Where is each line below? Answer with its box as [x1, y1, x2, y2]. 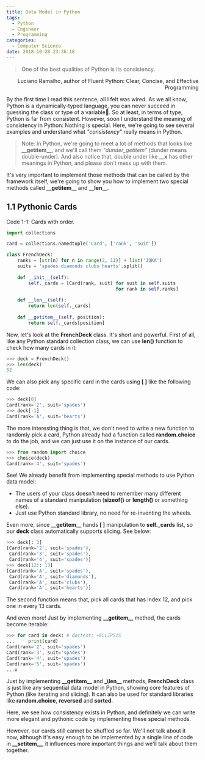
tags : [6, 15, 20, 21]
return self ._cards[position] [28, 320, 105, 326]
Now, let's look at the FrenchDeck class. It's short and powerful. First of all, [6, 331, 196, 338]
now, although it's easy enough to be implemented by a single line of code [6, 734, 193, 741]
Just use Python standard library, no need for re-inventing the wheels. [15, 509, 192, 516]
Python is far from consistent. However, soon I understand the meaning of [6, 115, 192, 122]
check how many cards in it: [6, 344, 77, 351]
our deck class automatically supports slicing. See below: [6, 527, 151, 535]
